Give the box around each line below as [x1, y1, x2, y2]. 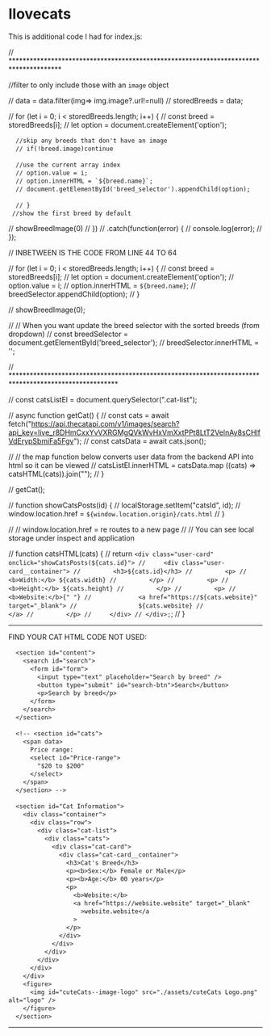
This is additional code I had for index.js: [8, 32, 143, 41]
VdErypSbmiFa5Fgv [8, 436, 74, 445]
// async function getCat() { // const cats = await [8, 410, 169, 420]
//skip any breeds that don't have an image [15, 137, 168, 145]
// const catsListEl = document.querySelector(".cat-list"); [8, 394, 198, 404]
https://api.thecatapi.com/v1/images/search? [31, 419, 180, 428]
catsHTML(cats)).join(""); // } [8, 469, 105, 478]
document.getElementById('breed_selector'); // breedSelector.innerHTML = [8, 337, 260, 347]
